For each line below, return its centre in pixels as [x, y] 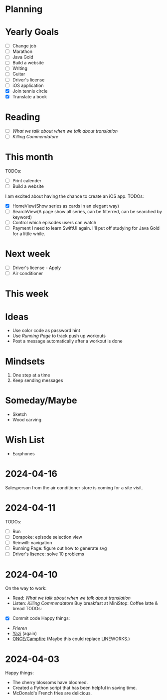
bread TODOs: [27, 609]
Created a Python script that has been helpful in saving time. [75, 688]
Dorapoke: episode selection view [47, 537]
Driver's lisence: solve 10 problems [48, 554]
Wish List [25, 440]
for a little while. [29, 234]
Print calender [27, 180]
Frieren [20, 628]
